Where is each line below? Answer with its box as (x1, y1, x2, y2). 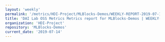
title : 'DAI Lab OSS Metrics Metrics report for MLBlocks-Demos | (5, 16, 144, 21)
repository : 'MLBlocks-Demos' (5, 25, 67, 30)
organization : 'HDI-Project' (5, 20, 65, 26)
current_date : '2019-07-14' (5, 29, 63, 34)
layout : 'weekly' (5, 7, 41, 12)
